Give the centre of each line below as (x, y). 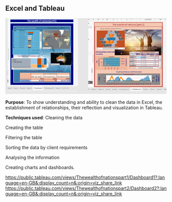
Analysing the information (33, 157)
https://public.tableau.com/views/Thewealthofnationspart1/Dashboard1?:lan (85, 177)
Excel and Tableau (35, 8)
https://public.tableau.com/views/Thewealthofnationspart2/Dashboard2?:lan (86, 188)
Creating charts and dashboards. (40, 167)
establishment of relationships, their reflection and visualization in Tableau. (84, 107)
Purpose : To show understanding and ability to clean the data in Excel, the (84, 102)
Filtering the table (24, 137)
